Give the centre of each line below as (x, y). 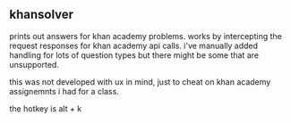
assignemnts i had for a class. (64, 91)
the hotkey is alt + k (46, 108)
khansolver (42, 15)
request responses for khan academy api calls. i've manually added (133, 45)
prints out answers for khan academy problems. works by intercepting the (145, 36)
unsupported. (34, 64)
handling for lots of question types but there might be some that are (134, 55)
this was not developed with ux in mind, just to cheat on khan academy (140, 82)
